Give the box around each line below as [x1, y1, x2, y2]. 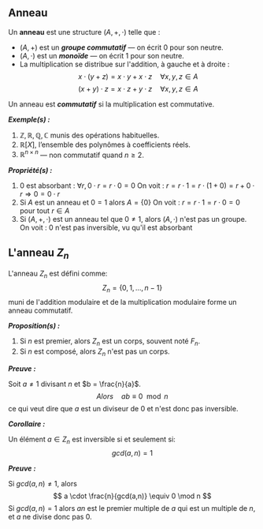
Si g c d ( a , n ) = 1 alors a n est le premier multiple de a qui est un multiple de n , [8, 504, 256, 513]
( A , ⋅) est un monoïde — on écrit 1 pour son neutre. [19, 51, 185, 60]
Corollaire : [8, 418, 46, 429]
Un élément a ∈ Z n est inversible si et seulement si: [8, 434, 176, 445]
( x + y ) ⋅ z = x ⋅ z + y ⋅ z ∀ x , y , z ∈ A [78, 84, 198, 93]
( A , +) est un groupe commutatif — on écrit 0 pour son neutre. [19, 43, 224, 52]
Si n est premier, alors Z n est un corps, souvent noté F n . [19, 336, 201, 347]
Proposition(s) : [8, 321, 61, 331]
